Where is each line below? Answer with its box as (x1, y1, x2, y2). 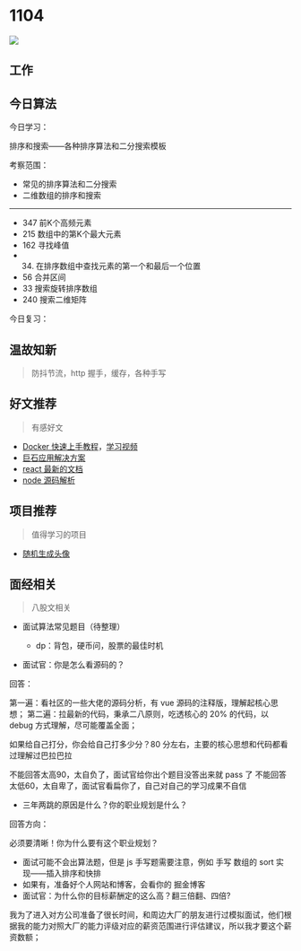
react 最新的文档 (21, 463, 83, 474)
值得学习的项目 (30, 528, 87, 539)
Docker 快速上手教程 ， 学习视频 (21, 441, 139, 451)
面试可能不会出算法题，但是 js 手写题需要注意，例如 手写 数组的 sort (21, 857, 275, 868)
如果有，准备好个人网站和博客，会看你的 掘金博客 (21, 879, 206, 890)
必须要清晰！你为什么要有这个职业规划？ (9, 838, 159, 849)
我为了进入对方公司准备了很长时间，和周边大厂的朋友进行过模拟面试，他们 (9, 910, 284, 920)
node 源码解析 (21, 475, 76, 485)
